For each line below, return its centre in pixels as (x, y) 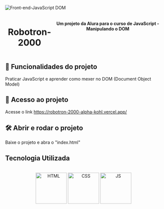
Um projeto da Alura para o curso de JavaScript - (108, 23)
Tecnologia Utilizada (38, 158)
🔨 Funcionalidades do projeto (51, 67)
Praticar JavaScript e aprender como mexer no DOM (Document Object (78, 79)
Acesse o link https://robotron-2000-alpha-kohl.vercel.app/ (66, 111)
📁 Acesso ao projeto (37, 100)
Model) (12, 84)
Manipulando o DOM (108, 29)
